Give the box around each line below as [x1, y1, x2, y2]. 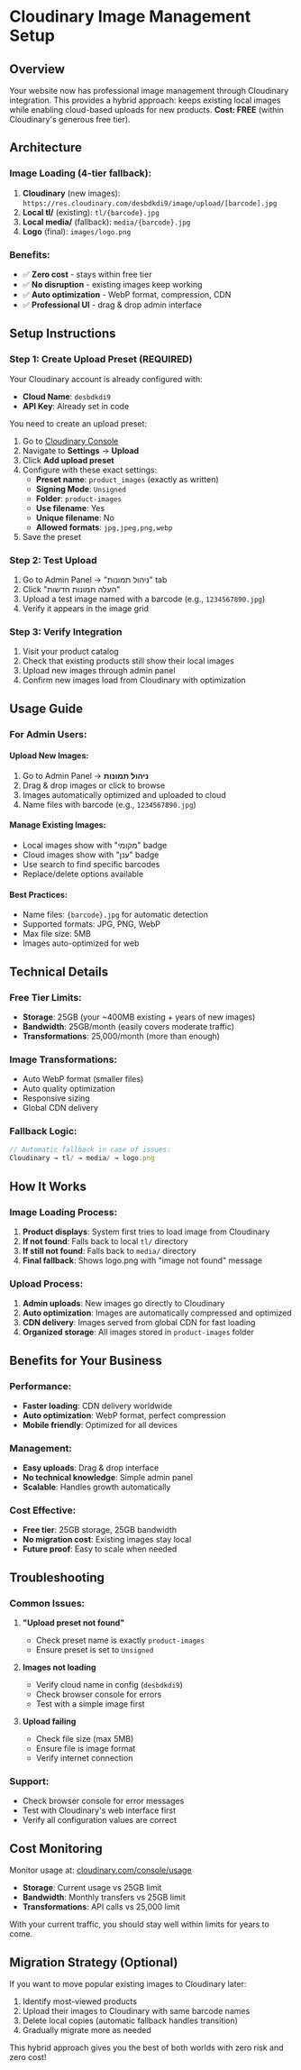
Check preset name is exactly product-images [35, 1635, 205, 1646]
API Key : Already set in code [22, 400, 130, 411]
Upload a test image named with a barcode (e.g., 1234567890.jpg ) [22, 593, 266, 604]
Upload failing [22, 1716, 77, 1727]
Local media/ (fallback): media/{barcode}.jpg [22, 216, 191, 227]
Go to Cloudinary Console [22, 435, 119, 446]
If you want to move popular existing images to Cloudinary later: [9, 1979, 247, 1990]
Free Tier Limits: [9, 991, 83, 1003]
